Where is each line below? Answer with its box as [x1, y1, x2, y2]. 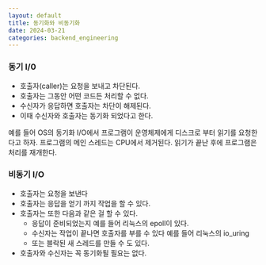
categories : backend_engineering [8, 33, 119, 42]
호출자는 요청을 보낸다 [19, 188, 89, 198]
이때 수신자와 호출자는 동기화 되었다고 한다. [19, 110, 154, 120]
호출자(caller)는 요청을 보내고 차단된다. [19, 81, 141, 90]
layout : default [8, 11, 62, 20]
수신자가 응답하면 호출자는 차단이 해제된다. [19, 101, 152, 110]
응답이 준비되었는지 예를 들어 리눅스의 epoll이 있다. [31, 218, 189, 228]
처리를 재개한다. [8, 148, 58, 157]
